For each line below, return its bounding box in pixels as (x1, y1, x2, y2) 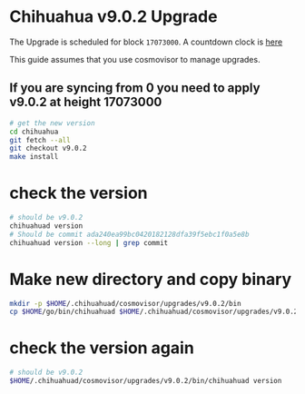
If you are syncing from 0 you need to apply (9, 80, 261, 96)
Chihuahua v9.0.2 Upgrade (9, 6, 218, 27)
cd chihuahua (9, 127, 59, 136)
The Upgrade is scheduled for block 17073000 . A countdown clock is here (9, 36, 283, 47)
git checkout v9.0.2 (9, 143, 88, 153)
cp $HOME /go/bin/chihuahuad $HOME (9, 307, 141, 317)
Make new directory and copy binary (9, 269, 292, 290)
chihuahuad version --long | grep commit (9, 238, 169, 247)
